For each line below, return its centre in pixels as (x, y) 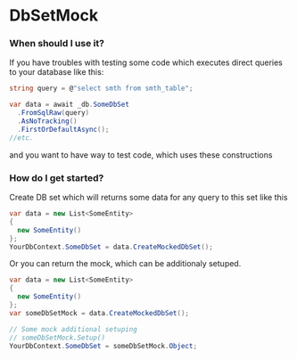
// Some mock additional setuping (74, 329)
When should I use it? (57, 44)
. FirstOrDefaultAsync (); (63, 129)
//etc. (21, 138)
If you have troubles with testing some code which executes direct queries (146, 62)
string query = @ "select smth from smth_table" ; (101, 89)
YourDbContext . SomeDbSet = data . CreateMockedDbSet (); (111, 247)
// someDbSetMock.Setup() (57, 338)
